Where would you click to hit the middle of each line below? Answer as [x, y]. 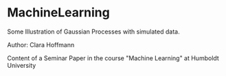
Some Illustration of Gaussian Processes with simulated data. [93, 31]
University [22, 65]
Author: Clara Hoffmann [41, 45]
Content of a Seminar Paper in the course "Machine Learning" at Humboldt [113, 58]
